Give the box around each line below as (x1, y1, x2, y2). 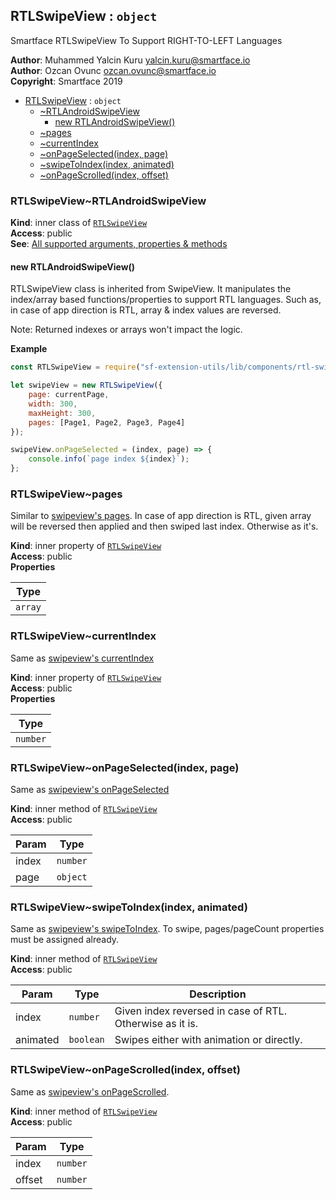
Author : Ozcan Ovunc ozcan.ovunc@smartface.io (10, 64, 217, 76)
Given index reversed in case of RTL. (114, 1004, 287, 1018)
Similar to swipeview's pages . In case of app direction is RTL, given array (10, 510, 312, 522)
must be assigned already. (10, 934, 120, 946)
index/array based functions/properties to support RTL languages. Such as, (10, 294, 322, 306)
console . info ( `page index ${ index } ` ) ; (28, 454, 190, 464)
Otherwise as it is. (114, 1017, 199, 1031)
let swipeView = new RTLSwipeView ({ (10, 380, 163, 391)
